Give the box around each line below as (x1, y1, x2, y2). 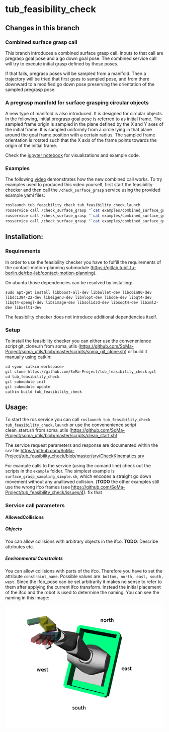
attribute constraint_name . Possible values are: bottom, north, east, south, (5, 574, 164, 580)
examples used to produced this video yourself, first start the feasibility (5, 182, 153, 188)
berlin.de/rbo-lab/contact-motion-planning (5, 270, 94, 276)
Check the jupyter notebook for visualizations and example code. (5, 152, 140, 158)
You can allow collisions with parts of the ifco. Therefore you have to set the (5, 568, 162, 574)
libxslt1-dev (14, 305, 42, 310)
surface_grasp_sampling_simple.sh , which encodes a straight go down (5, 473, 152, 479)
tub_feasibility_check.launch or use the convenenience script (5, 422, 137, 428)
